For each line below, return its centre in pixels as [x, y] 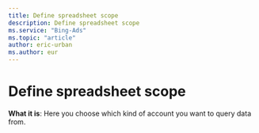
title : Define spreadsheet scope [63, 15]
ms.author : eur [33, 52]
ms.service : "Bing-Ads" [48, 30]
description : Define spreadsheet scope [74, 23]
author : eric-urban [40, 45]
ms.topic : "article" [42, 38]
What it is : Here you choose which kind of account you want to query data [130, 113]
